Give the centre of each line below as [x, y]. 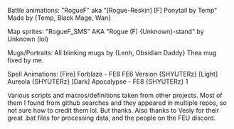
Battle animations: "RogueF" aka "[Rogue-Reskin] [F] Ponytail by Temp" [112, 10]
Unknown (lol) [28, 39]
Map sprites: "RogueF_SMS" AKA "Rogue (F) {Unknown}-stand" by [106, 32]
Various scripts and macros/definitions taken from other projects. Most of [115, 95]
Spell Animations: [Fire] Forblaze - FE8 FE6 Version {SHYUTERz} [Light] [113, 74]
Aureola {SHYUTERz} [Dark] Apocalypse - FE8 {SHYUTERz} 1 [98, 82]
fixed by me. [26, 60]
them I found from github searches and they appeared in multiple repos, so [117, 103]
